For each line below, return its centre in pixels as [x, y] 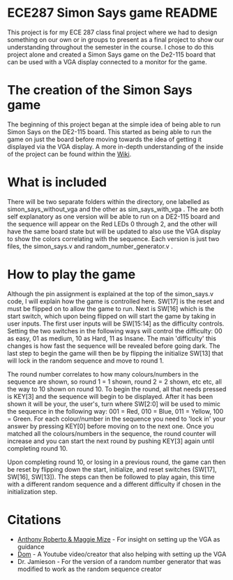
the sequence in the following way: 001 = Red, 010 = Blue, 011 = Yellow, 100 [115, 411]
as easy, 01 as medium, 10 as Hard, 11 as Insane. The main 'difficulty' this [112, 338]
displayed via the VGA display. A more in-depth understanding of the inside [115, 146]
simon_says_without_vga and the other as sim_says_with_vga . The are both [115, 209]
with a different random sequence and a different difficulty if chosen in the [114, 484]
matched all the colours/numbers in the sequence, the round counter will [112, 433]
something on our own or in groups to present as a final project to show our [116, 39]
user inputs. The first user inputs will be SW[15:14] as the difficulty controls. [116, 324]
